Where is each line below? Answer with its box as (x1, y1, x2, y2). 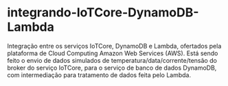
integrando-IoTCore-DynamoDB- (7, 5, 199, 20)
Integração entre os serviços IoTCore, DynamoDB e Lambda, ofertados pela (7, 42, 222, 50)
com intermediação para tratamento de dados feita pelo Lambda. (7, 70, 191, 79)
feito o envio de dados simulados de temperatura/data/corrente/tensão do (7, 56, 218, 64)
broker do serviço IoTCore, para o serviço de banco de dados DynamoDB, (7, 63, 217, 72)
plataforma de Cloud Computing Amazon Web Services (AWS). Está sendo (7, 49, 218, 57)
